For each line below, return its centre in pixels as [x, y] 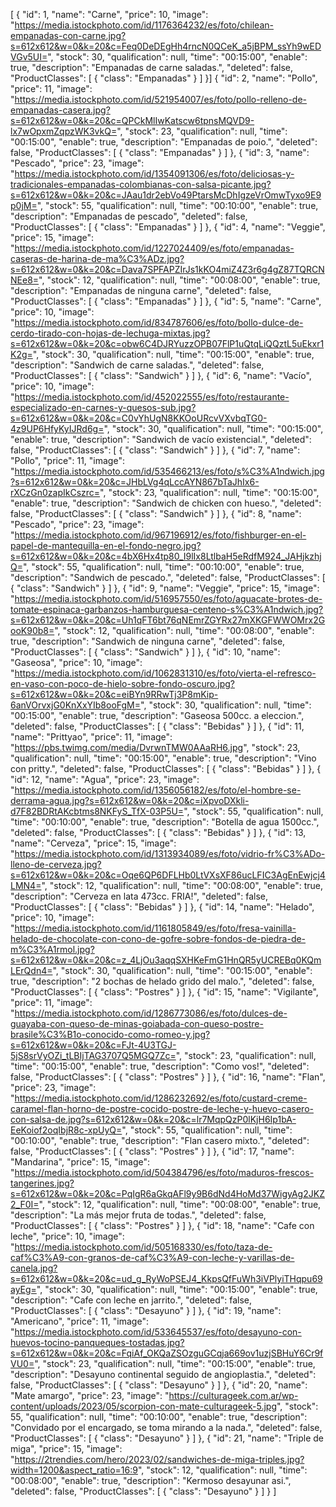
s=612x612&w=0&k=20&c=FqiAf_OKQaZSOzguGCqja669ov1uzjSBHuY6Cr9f [167, 1353]
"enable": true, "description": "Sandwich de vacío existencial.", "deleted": [161, 439]
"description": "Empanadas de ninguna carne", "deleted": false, [141, 290]
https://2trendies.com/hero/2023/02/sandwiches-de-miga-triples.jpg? [159, 1459]
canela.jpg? [34, 1268]
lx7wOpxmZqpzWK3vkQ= [64, 131]
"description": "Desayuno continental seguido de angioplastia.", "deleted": [163, 1374]
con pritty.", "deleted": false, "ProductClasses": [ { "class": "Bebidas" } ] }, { [166, 768]
